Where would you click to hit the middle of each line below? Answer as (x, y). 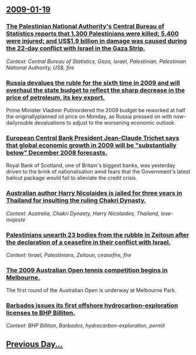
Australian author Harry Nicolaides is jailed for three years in (94, 193)
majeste (16, 219)
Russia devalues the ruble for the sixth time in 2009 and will (93, 83)
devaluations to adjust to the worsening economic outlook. (105, 122)
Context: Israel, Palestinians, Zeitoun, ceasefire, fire (69, 254)
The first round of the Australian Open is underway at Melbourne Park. (91, 290)
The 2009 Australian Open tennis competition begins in (87, 270)
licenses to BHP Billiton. (40, 313)
